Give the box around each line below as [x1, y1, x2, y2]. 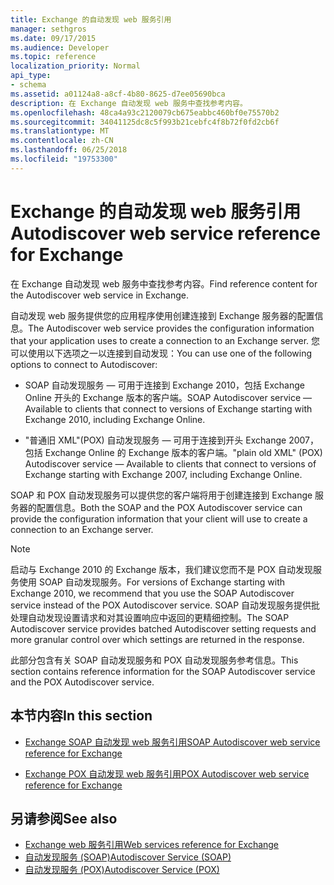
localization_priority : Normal [10, 61, 141, 71]
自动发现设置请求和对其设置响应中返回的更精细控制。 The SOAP [27, 611, 290, 623]
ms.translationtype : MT [10, 126, 110, 136]
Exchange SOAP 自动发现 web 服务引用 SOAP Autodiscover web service [24, 736, 321, 748]
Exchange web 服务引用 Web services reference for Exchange [24, 839, 280, 851]
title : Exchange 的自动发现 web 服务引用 [10, 14, 172, 25]
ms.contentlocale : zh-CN [10, 136, 114, 146]
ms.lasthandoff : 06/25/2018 [10, 145, 128, 155]
